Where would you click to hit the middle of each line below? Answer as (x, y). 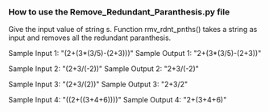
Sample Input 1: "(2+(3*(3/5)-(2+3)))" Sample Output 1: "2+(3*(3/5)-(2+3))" (135, 54)
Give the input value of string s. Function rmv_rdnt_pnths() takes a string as (133, 30)
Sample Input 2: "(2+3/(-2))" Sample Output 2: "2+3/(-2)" (104, 69)
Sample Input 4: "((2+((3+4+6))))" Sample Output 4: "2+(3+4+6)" (118, 100)
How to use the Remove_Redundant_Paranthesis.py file (119, 12)
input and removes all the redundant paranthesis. (90, 38)
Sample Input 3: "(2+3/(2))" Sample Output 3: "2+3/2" (98, 84)
